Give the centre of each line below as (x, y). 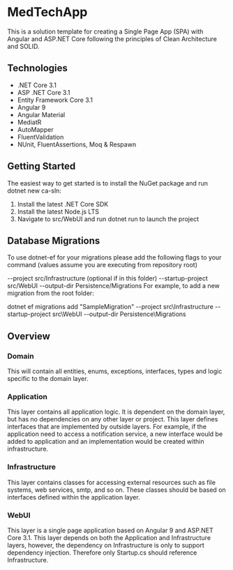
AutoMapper (35, 129)
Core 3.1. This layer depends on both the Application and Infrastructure (109, 537)
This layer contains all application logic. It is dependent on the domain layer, (116, 412)
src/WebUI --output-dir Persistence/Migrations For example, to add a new (113, 286)
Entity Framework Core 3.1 (55, 100)
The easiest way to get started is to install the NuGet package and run (107, 183)
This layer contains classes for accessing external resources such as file (112, 482)
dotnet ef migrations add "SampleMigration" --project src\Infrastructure (111, 307)
